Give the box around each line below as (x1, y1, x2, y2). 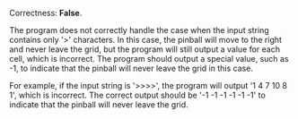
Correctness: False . (9, 8, 83, 18)
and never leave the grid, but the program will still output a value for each (9, 44, 281, 55)
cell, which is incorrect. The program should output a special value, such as (9, 54, 289, 64)
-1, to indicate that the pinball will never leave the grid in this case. (9, 63, 254, 73)
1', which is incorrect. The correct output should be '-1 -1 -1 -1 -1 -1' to (9, 89, 267, 100)
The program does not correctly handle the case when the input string (9, 25, 269, 35)
